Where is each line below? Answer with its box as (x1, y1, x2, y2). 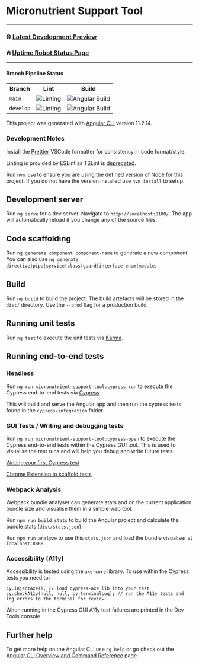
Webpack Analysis (6, 485, 62, 494)
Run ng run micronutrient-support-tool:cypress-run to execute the (6, 383, 173, 390)
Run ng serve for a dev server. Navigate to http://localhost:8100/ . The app (6, 210, 192, 217)
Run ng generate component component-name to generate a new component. (6, 249, 190, 256)
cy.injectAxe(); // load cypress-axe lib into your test (6, 586, 150, 591)
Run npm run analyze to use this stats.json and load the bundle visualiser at (6, 534, 192, 542)
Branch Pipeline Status (6, 69, 64, 77)
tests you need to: (6, 574, 50, 581)
